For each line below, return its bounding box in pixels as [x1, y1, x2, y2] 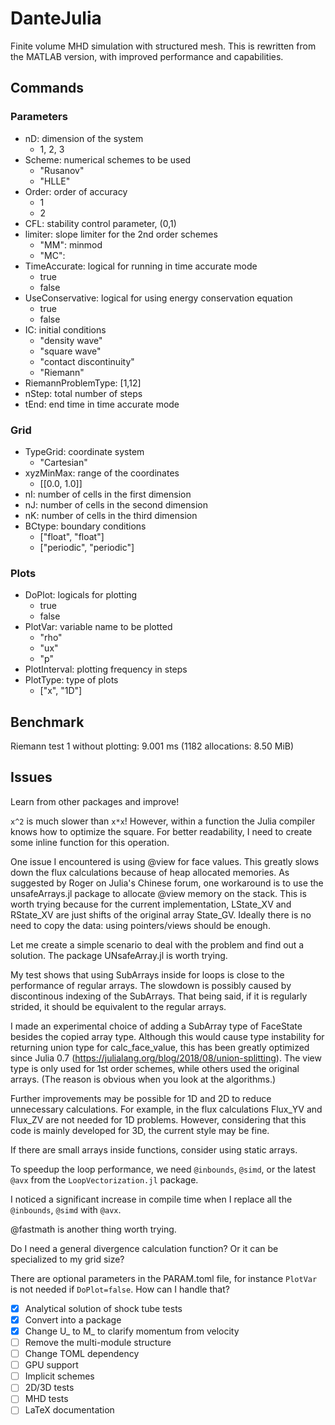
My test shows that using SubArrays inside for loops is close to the [10, 968, 285, 981]
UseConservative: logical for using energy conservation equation [24, 292, 293, 304]
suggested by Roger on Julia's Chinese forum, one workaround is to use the [10, 877, 324, 889]
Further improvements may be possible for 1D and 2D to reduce [10, 1092, 272, 1104]
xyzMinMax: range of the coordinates [24, 467, 180, 479]
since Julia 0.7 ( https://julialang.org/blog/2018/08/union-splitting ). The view [10, 1052, 322, 1064]
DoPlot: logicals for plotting [24, 589, 138, 601]
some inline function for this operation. [10, 836, 170, 848]
